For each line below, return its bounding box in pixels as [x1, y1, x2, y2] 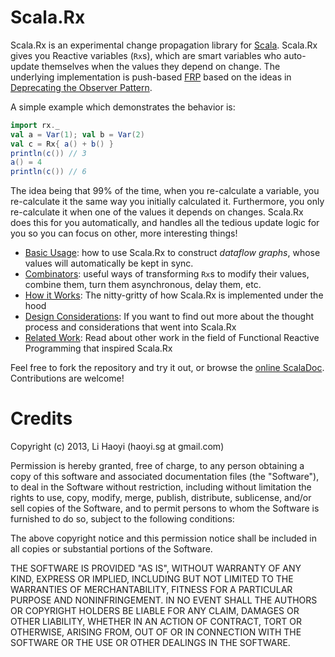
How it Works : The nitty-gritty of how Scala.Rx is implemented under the [24, 289, 324, 301]
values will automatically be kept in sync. [24, 257, 194, 270]
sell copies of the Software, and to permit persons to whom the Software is [10, 502, 320, 515]
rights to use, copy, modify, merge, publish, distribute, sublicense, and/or [10, 492, 312, 504]
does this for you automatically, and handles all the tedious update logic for [10, 217, 320, 229]
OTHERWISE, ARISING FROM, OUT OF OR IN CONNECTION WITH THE [10, 626, 302, 638]
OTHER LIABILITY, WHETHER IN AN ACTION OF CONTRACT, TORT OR [10, 616, 302, 628]
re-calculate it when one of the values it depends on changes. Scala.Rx [10, 206, 304, 218]
